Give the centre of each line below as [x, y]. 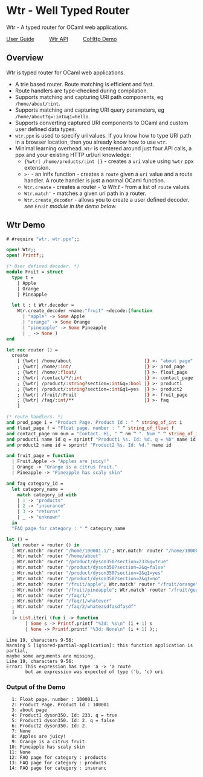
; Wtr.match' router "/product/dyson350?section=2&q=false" [89, 568]
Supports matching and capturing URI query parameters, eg [90, 110]
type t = [23, 277]
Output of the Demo [36, 687]
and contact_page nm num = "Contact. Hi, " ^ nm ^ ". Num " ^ [86, 433]
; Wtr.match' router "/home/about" [56, 556]
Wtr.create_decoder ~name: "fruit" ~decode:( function [85, 311]
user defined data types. [46, 129]
